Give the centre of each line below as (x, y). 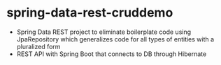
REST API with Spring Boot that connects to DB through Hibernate (112, 54)
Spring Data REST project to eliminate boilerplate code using (104, 32)
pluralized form (38, 46)
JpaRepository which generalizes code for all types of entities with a (115, 39)
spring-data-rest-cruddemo (90, 13)
